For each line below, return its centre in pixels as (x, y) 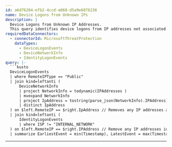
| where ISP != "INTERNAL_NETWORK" (57, 124)
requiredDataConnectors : (32, 34)
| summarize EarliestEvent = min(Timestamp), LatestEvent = (75, 134)
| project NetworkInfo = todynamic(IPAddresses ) (73, 91)
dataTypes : (26, 44)
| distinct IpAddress (42, 106)
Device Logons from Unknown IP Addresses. (56, 24)
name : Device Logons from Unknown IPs (47, 15)
